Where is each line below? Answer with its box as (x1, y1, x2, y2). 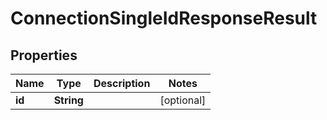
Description (93, 77, 151, 90)
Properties (10, 47, 78, 64)
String (53, 93, 84, 107)
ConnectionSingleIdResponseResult (10, 7, 318, 30)
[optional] (159, 93, 207, 107)
